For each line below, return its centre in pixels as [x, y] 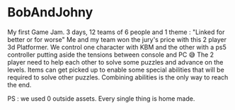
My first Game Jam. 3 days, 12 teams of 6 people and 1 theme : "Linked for [116, 32]
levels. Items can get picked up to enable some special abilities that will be [116, 70]
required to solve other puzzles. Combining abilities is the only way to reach [118, 77]
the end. [19, 84]
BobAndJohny [50, 12]
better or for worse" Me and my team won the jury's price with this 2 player [117, 39]
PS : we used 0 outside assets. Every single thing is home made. [101, 98]
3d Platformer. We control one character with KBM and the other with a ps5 [117, 47]
